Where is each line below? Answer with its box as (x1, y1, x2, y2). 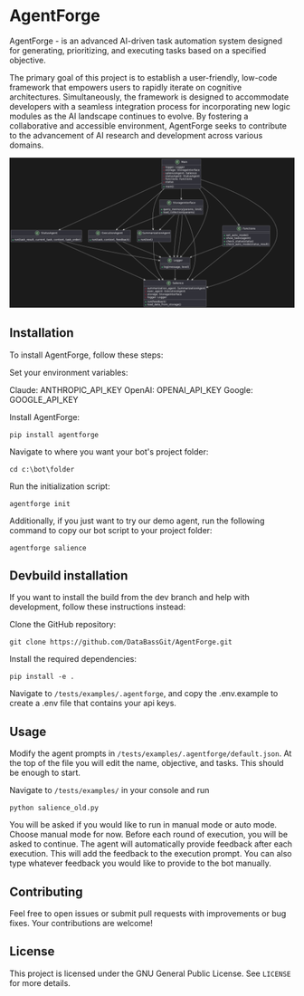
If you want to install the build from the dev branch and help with (9, 592, 251, 603)
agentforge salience (9, 543, 88, 552)
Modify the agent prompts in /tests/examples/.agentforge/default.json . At (9, 748, 292, 759)
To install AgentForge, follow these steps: (9, 350, 164, 360)
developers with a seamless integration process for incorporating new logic (9, 101, 291, 111)
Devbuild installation (9, 568, 128, 583)
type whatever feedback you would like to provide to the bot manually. (9, 857, 271, 869)
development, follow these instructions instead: (9, 601, 186, 612)
